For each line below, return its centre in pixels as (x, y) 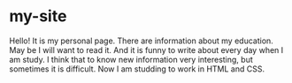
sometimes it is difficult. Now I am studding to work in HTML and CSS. (137, 69)
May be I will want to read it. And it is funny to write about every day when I (146, 49)
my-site (38, 16)
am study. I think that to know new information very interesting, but (131, 59)
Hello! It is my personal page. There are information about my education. (142, 41)
